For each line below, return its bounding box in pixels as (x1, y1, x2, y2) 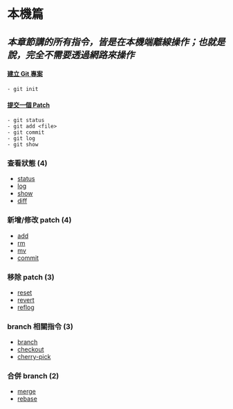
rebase (17, 394, 38, 403)
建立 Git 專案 (7, 70, 44, 78)
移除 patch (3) (7, 272, 55, 281)
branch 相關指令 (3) (7, 322, 74, 331)
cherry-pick (17, 353, 51, 361)
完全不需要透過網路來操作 (25, 49, 135, 61)
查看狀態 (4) (7, 158, 48, 168)
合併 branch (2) (7, 372, 59, 381)
